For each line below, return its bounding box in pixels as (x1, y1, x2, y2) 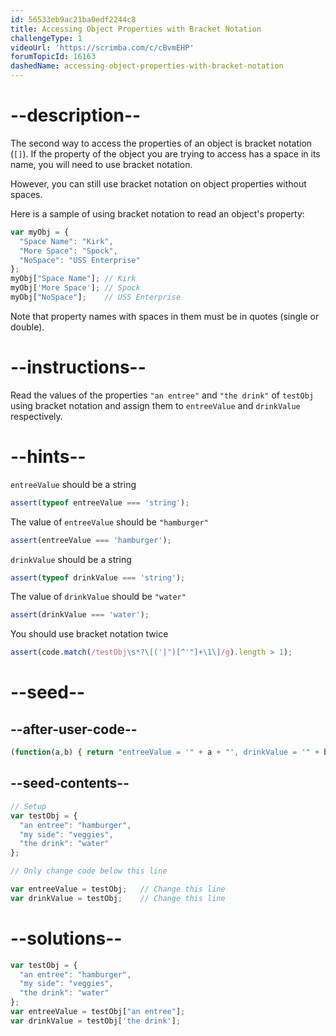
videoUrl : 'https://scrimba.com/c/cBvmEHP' (10, 42, 195, 53)
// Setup (10, 801, 47, 811)
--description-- (10, 104, 142, 127)
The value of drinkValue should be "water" (10, 591, 187, 603)
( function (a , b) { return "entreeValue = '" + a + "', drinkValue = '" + (10, 747, 320, 758)
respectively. (10, 410, 63, 422)
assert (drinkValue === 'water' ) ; (10, 610, 150, 620)
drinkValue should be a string (10, 553, 132, 565)
